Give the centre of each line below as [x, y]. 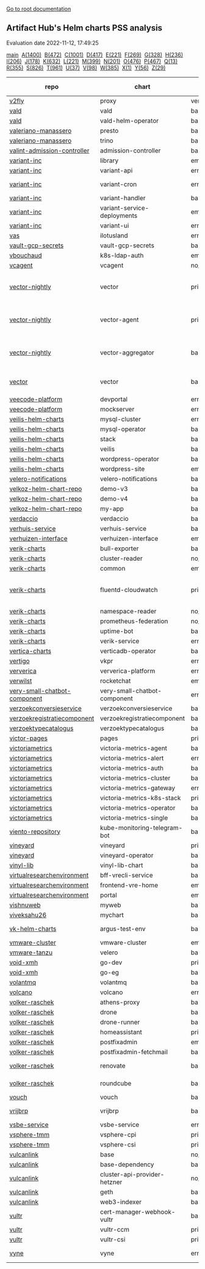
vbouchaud [26, 255]
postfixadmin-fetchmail [134, 1052]
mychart [112, 915]
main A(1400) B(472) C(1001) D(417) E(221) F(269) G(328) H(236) [95, 54]
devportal [114, 399]
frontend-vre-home [129, 885]
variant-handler [123, 198]
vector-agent [119, 320]
